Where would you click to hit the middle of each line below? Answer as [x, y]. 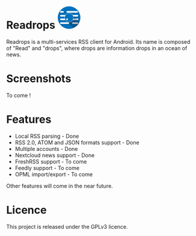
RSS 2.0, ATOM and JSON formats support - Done [77, 142]
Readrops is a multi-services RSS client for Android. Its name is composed [98, 41]
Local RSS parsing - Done [47, 136]
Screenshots [39, 79]
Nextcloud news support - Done [55, 155]
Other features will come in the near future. [60, 186]
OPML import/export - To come [54, 174]
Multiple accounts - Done [46, 149]
